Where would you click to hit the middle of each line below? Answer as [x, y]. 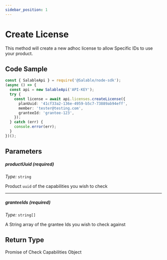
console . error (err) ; [35, 127]
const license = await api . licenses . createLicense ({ [70, 99]
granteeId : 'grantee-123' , [46, 113]
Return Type [25, 240]
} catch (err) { [26, 122]
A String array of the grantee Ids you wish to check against [65, 225]
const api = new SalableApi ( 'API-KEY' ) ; [52, 90]
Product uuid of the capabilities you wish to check [56, 186]
